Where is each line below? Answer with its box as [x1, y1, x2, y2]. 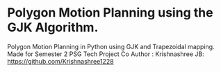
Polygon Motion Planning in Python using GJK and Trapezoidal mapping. [7, 42, 215, 51]
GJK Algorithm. [7, 19, 99, 35]
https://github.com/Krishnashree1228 [7, 57, 114, 65]
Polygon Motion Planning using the [7, 5, 213, 21]
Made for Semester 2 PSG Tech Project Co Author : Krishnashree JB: [7, 50, 204, 58]
